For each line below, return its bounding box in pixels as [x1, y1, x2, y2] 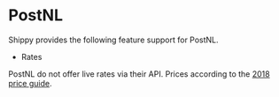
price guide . [8, 78, 52, 88]
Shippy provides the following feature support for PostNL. [8, 34, 219, 45]
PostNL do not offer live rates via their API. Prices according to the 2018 [8, 68, 271, 79]
